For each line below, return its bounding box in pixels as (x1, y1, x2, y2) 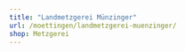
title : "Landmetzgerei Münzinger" (9, 12, 138, 22)
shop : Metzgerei (9, 29, 69, 38)
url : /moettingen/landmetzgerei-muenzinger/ (9, 21, 177, 30)
